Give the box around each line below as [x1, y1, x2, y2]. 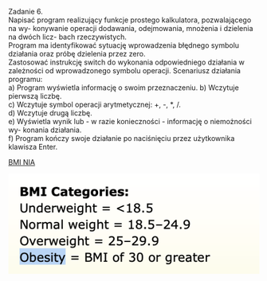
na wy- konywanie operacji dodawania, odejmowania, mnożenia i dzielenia [8, 24, 253, 33]
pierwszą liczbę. [8, 92, 62, 100]
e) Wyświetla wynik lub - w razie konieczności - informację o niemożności [8, 117, 253, 126]
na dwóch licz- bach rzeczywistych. [8, 32, 128, 41]
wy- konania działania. [8, 125, 82, 135]
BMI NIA [8, 158, 36, 166]
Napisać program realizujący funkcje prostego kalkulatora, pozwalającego [8, 15, 252, 25]
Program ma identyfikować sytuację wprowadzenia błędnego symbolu [8, 41, 240, 50]
